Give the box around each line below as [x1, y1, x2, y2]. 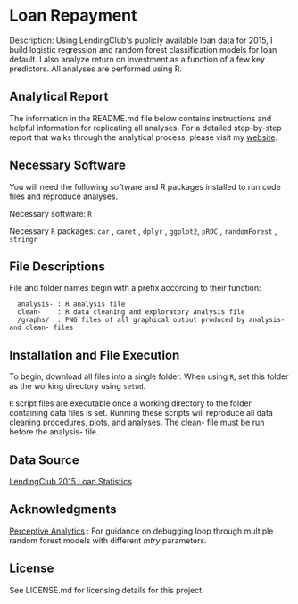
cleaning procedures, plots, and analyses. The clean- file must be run [9, 417, 265, 428]
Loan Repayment [9, 5, 137, 26]
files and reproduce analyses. [9, 191, 119, 202]
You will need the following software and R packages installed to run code [9, 181, 281, 192]
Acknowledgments [9, 501, 118, 517]
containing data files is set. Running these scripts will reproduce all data [9, 408, 274, 418]
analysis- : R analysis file [17, 300, 126, 309]
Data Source [9, 452, 79, 467]
